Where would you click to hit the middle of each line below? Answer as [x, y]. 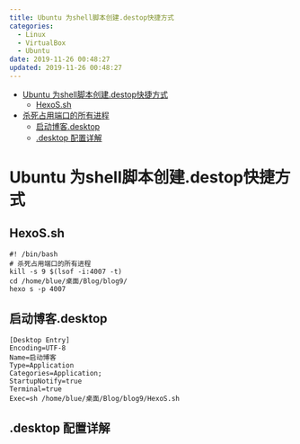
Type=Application [42, 365]
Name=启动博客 [33, 357]
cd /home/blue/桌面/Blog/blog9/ [68, 281]
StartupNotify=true [46, 381]
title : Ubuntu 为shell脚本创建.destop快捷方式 [92, 18]
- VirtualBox [42, 43]
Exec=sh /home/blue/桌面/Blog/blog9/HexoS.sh [94, 398]
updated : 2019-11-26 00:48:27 [66, 68]
